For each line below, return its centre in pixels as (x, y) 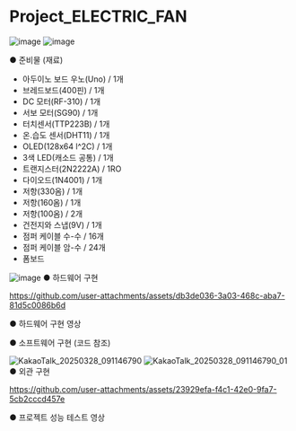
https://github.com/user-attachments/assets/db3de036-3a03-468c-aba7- (147, 295)
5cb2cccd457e (37, 399)
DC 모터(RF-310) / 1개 (61, 101)
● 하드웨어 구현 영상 (45, 323)
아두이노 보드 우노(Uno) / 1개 (73, 79)
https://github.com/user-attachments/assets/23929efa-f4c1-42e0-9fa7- (143, 389)
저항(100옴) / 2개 (52, 214)
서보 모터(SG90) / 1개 (60, 112)
